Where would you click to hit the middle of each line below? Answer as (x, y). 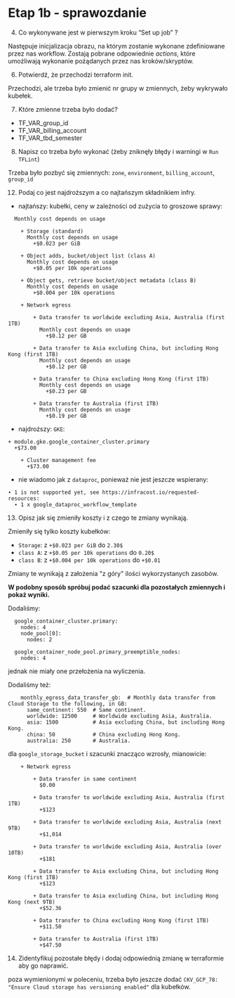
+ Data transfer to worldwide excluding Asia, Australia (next (127, 822)
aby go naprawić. (43, 966)
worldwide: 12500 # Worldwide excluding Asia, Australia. (119, 716)
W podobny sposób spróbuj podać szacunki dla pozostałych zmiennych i (117, 587)
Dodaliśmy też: (29, 684)
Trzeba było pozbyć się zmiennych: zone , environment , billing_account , (112, 172)
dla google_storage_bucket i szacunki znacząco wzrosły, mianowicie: (107, 753)
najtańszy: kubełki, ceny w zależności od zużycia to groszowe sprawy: (120, 206)
